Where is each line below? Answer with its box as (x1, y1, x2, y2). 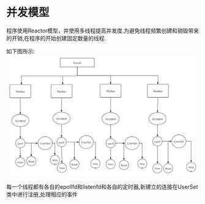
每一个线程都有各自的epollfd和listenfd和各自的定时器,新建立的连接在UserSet (6, 183, 198, 191)
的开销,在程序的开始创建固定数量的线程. (6, 34, 106, 42)
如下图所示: (6, 47, 35, 55)
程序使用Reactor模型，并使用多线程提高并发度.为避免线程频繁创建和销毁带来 (6, 27, 199, 34)
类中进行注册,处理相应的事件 (6, 191, 78, 199)
